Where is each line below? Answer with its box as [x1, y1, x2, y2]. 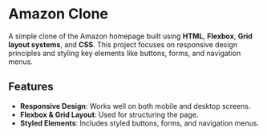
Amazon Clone [8, 5, 109, 23]
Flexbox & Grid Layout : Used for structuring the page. [19, 110, 199, 119]
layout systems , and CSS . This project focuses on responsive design [8, 39, 238, 49]
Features [8, 80, 54, 94]
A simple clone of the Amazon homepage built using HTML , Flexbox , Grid [8, 31, 253, 41]
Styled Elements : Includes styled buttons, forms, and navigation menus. [19, 118, 259, 128]
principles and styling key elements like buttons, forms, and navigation [8, 48, 241, 58]
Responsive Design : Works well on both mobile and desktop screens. [19, 101, 251, 110]
